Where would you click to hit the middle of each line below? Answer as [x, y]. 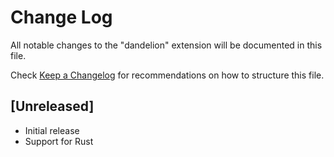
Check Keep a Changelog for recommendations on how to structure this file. [167, 75]
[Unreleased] [52, 106]
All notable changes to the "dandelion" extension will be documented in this [166, 45]
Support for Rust [59, 141]
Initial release [52, 130]
